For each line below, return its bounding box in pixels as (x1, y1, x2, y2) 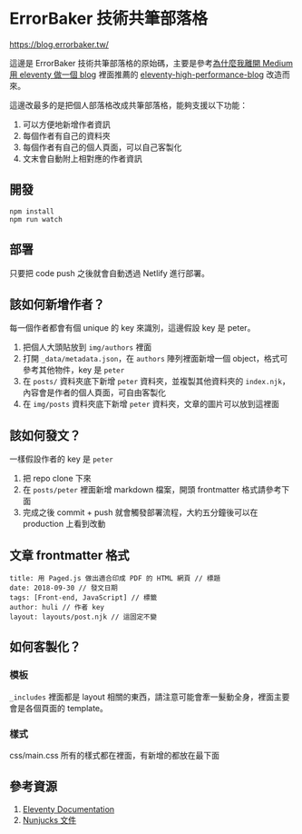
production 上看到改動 (22, 519, 106, 530)
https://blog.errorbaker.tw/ (9, 38, 109, 50)
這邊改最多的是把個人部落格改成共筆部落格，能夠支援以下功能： (9, 99, 248, 110)
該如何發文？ (9, 428, 82, 443)
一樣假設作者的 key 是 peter (9, 453, 113, 464)
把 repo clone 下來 (22, 473, 92, 484)
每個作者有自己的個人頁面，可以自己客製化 (22, 142, 182, 153)
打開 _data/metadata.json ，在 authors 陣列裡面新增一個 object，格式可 (22, 353, 288, 364)
